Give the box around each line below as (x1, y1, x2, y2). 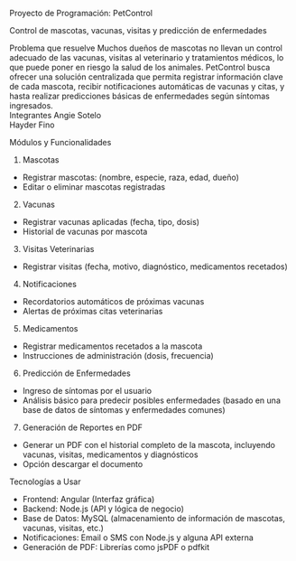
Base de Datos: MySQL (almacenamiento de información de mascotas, (22, 513, 286, 523)
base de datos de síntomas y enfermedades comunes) (22, 405, 226, 415)
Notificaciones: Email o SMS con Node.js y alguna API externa (22, 532, 254, 543)
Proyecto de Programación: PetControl (9, 8, 153, 18)
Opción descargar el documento (22, 459, 143, 469)
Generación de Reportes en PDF (22, 422, 143, 433)
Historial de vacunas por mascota (22, 226, 148, 237)
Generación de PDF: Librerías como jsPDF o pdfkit (22, 542, 210, 552)
